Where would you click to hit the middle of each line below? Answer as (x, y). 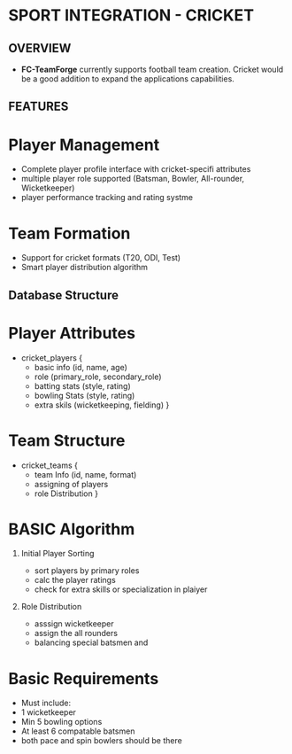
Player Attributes (72, 333)
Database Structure (63, 295)
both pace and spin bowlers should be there (101, 741)
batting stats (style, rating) (83, 385)
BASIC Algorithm (72, 529)
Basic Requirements (84, 678)
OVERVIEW (40, 48)
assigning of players (71, 484)
